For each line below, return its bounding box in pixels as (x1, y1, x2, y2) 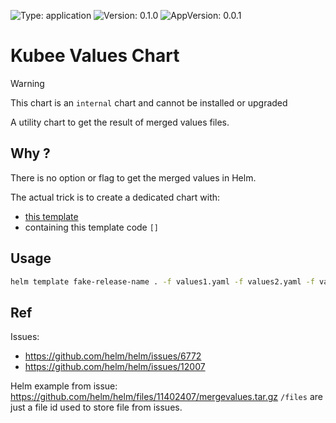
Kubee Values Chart (10, 45, 180, 67)
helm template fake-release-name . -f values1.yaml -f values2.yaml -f (10, 276, 315, 287)
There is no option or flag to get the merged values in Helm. (10, 171, 257, 184)
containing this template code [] (24, 221, 160, 233)
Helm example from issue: (10, 380, 118, 392)
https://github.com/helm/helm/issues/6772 (24, 350, 202, 362)
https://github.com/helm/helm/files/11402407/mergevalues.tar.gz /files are (10, 391, 323, 403)
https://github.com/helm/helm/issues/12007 (24, 361, 206, 373)
